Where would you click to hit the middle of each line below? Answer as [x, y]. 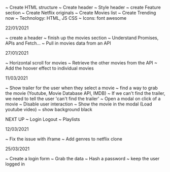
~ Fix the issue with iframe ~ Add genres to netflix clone [64, 139]
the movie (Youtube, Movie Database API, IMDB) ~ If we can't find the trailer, [85, 93]
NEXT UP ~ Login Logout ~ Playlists [43, 119]
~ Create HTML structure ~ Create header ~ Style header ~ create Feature [83, 7]
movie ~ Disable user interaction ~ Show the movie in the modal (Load [79, 104]
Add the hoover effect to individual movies [49, 68]
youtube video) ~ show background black [49, 109]
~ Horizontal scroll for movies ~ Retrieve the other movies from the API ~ [81, 63]
